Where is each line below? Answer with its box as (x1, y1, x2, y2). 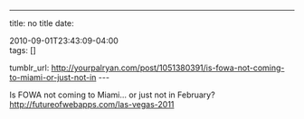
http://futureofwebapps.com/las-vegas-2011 (9, 99, 175, 109)
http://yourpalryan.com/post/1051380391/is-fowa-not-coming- (51, 62, 285, 73)
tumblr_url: (9, 62, 50, 73)
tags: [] (9, 45, 36, 55)
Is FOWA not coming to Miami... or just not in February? (9, 89, 215, 100)
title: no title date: (9, 18, 74, 28)
